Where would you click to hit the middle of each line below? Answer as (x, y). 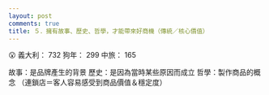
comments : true (34, 24)
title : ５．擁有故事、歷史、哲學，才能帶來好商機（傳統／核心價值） (109, 31)
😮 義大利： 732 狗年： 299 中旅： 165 (72, 55)
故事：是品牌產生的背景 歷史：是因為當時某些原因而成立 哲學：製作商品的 (131, 72)
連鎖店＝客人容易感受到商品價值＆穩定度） (95, 83)
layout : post (30, 16)
